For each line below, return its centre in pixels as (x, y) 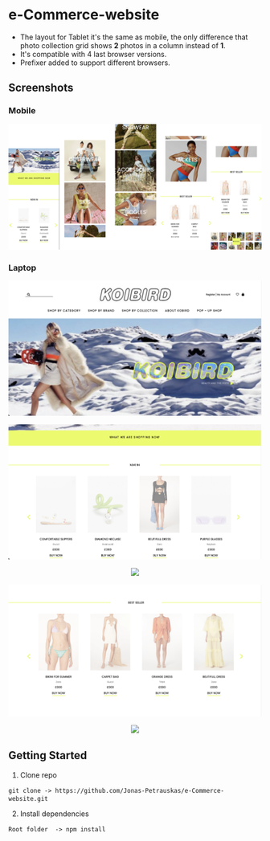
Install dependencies (55, 814)
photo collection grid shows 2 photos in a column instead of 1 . (123, 45)
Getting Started (48, 755)
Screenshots (41, 88)
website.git (28, 798)
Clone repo (39, 775)
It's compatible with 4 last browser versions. (93, 54)
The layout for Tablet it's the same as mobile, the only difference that (134, 37)
